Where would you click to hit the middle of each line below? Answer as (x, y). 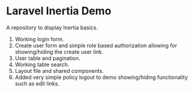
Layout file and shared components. (59, 70)
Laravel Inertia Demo (59, 11)
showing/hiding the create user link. (59, 51)
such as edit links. (37, 83)
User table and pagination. (48, 58)
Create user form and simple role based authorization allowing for (96, 45)
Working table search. (42, 65)
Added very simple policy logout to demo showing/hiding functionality (101, 77)
